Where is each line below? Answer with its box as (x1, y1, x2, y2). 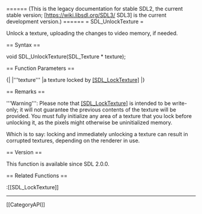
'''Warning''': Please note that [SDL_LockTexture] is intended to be (6, 99, 171, 107)
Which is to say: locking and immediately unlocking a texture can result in (6, 131, 188, 137)
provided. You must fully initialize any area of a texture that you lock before (6, 113, 192, 119)
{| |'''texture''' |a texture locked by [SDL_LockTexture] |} (6, 77, 145, 83)
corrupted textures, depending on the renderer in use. (6, 137, 140, 144)
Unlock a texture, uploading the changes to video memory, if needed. (6, 30, 179, 37)
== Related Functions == (6, 172, 68, 179)
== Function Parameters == (6, 65, 75, 72)
